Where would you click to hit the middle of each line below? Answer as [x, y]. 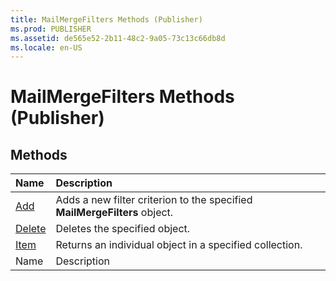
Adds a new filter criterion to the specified [154, 200]
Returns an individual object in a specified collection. [179, 245]
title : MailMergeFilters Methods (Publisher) [106, 19]
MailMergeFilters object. [114, 213]
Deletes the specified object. [123, 229]
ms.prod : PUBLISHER [51, 29]
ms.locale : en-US [46, 47]
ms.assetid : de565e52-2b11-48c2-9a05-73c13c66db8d [118, 38]
